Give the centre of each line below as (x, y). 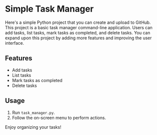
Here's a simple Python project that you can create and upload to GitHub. (78, 22)
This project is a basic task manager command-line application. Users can (79, 27)
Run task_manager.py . (33, 112)
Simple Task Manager (50, 9)
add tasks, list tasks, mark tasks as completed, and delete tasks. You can (78, 33)
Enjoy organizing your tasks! (33, 127)
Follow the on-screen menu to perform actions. (59, 118)
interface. (14, 43)
